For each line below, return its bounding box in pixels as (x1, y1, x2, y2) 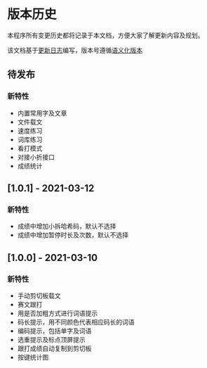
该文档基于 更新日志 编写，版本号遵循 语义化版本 (7, 46, 142, 54)
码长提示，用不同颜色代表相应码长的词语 (17, 318, 135, 326)
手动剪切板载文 (17, 291, 61, 300)
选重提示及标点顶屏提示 (17, 336, 86, 343)
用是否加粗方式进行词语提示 (17, 309, 98, 317)
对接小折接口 (17, 153, 55, 161)
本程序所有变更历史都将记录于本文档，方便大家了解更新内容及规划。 (7, 31, 204, 39)
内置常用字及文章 (17, 108, 67, 117)
